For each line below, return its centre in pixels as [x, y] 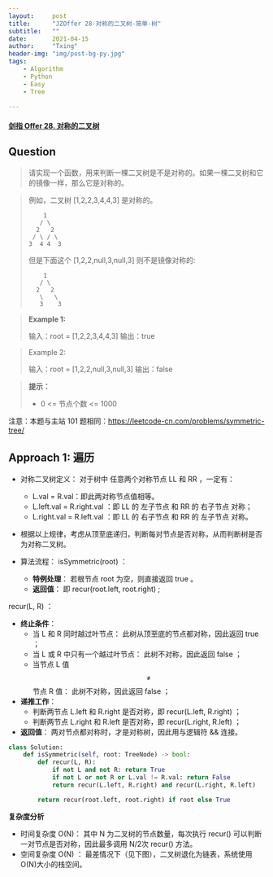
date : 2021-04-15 [49, 39]
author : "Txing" [43, 46]
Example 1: [47, 319]
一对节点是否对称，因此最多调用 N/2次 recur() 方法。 [108, 844]
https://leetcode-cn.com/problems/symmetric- [186, 421]
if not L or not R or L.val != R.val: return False [141, 778]
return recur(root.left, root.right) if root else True [134, 800]
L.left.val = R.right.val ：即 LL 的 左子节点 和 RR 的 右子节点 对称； [143, 506]
